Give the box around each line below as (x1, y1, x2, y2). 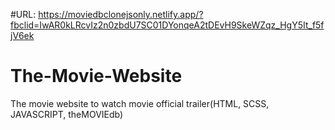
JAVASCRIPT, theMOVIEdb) (10, 108, 124, 120)
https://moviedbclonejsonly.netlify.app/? (38, 9, 204, 20)
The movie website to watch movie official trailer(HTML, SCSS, (10, 97, 270, 109)
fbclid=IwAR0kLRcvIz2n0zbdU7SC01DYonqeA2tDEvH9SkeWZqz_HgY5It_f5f (10, 19, 325, 31)
